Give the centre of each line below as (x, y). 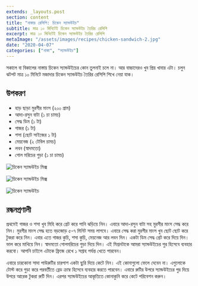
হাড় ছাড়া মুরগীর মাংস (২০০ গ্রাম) (43, 107)
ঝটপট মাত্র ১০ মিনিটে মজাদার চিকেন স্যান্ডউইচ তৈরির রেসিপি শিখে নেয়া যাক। (70, 74)
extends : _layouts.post (36, 12)
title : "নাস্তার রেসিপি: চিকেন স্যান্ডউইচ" (43, 23)
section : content (28, 17)
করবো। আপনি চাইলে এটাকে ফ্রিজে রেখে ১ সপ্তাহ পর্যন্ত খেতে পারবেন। (64, 251)
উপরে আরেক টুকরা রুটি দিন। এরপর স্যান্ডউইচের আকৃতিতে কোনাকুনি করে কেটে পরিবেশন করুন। (86, 276)
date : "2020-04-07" (30, 45)
